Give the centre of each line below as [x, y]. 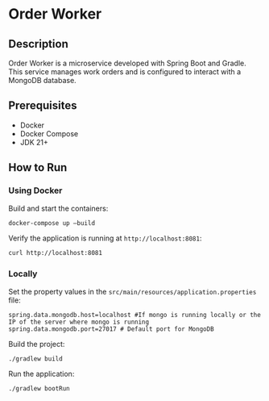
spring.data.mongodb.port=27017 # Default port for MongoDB [112, 329]
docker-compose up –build [52, 223]
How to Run [38, 167]
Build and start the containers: [58, 208]
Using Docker [35, 190]
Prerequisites [43, 106]
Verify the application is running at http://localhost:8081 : [105, 238]
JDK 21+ [34, 142]
